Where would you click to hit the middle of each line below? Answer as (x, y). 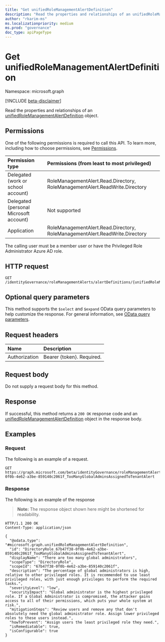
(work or (17, 181)
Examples (20, 434)
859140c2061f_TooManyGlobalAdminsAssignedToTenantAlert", (66, 554)
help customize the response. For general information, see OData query (78, 314)
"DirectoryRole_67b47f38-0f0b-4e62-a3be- (66, 549)
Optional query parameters (47, 297)
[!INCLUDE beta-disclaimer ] (33, 101)
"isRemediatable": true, (35, 627)
